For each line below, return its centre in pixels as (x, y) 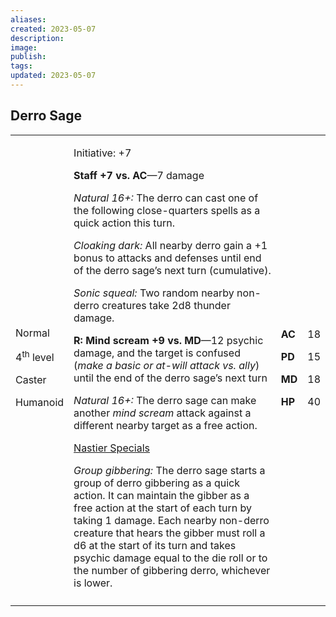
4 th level (35, 357)
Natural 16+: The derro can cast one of (166, 198)
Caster (31, 380)
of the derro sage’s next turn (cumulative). (172, 270)
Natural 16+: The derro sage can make (165, 400)
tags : (21, 66)
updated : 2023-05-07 (53, 76)
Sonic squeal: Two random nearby (154, 293)
